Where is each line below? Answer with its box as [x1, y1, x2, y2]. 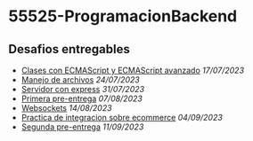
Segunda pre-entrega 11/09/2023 [20, 121, 144, 132]
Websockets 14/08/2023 [20, 103, 112, 113]
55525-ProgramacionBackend [8, 6, 238, 27]
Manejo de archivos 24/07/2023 [20, 74, 140, 85]
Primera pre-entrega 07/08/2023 [20, 93, 143, 104]
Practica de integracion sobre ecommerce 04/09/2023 [20, 113, 224, 122]
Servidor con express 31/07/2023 [20, 84, 144, 94]
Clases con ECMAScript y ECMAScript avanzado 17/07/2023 [20, 65, 245, 75]
